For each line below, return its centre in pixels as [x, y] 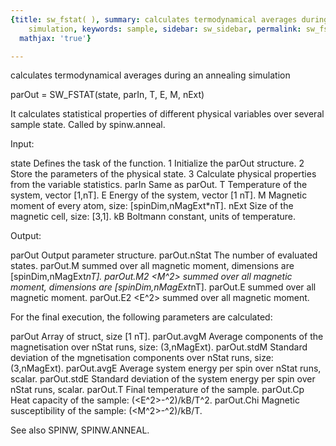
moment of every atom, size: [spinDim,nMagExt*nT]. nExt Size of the [152, 206]
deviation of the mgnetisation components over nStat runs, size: [142, 358]
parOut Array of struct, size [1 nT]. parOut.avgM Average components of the [167, 337]
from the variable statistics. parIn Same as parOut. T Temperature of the [159, 185]
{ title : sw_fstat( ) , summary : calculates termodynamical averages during [169, 19]
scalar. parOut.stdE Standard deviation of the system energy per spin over [163, 379]
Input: [22, 144]
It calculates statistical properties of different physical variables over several [167, 114]
